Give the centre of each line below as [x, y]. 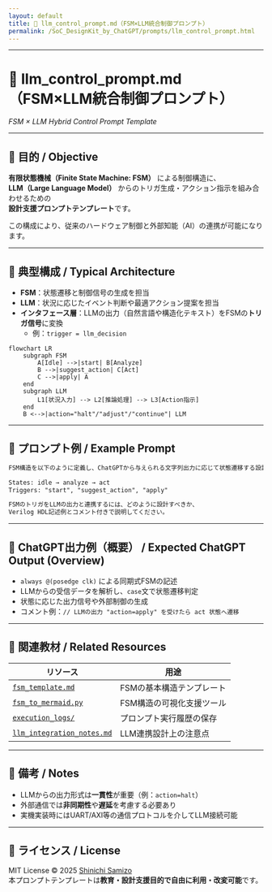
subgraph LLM [45, 391]
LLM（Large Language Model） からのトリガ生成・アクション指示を [123, 188]
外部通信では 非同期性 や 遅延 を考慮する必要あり [98, 804]
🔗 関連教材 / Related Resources [87, 647]
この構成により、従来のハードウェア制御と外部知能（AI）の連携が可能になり [136, 226]
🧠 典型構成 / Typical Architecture [92, 272]
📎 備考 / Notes [44, 774]
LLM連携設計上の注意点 [165, 734]
